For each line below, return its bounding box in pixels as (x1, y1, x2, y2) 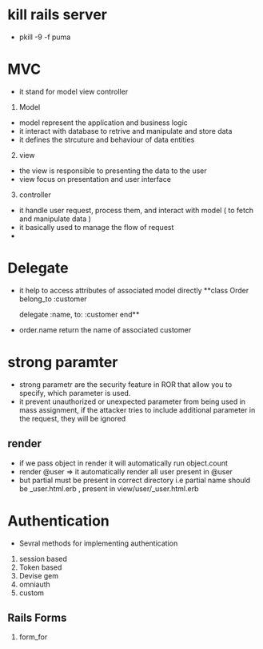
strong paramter (7, 353, 118, 371)
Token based (18, 562, 62, 572)
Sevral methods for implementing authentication (18, 538, 178, 548)
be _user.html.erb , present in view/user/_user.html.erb (18, 483, 199, 494)
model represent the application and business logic (18, 118, 189, 127)
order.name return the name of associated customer (18, 324, 192, 334)
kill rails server (7, 6, 107, 24)
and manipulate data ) (18, 214, 91, 224)
